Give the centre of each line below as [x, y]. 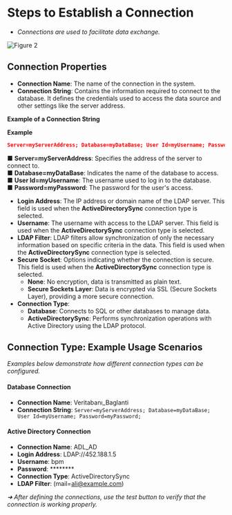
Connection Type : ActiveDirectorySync [73, 476]
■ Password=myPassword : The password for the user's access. [100, 187]
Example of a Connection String [54, 119]
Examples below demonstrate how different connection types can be [105, 364]
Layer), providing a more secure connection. [90, 296]
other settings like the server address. [71, 106]
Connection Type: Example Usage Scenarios [105, 348]
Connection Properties [57, 67]
